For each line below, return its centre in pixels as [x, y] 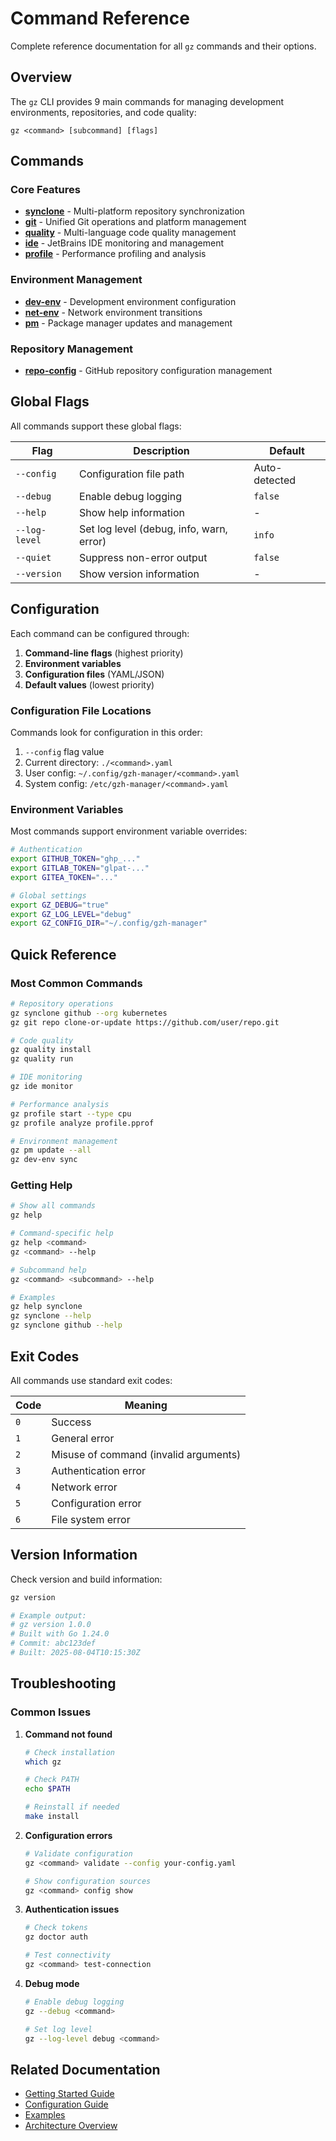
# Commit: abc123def [53, 1643]
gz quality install [51, 1050]
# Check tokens [56, 1928]
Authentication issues [72, 1909]
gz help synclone [46, 1307]
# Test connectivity [67, 1955]
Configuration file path [132, 474]
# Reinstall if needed [72, 1807]
